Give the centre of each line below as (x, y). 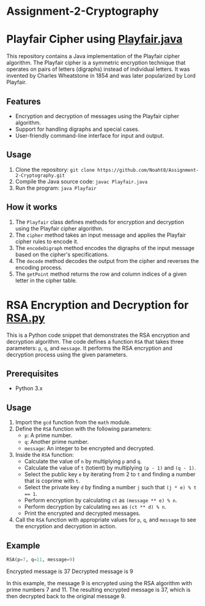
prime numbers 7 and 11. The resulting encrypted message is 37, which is (99, 589)
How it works (32, 207)
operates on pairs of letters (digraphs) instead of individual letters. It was (98, 69)
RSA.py (26, 318)
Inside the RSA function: (45, 455)
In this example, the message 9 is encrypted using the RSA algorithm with (99, 583)
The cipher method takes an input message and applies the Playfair (100, 235)
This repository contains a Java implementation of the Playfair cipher (93, 56)
